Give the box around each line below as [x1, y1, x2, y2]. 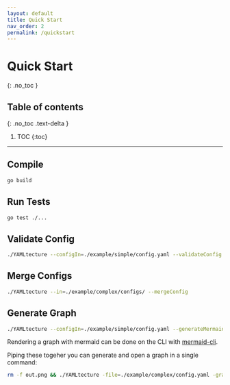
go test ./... [7, 214, 48, 221]
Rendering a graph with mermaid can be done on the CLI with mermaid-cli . [7, 338, 218, 346]
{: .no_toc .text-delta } [7, 119, 69, 127]
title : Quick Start [7, 16, 63, 23]
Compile [7, 159, 44, 171]
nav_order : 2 [7, 23, 44, 29]
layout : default [7, 10, 53, 17]
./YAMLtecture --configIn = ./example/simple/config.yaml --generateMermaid [7, 325, 225, 332]
